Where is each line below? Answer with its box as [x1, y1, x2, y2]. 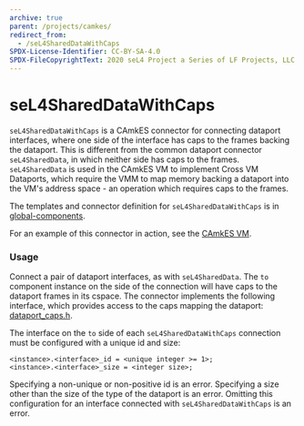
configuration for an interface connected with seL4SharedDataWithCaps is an [9, 398, 292, 410]
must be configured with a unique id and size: [9, 338, 181, 349]
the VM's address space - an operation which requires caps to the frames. [9, 183, 289, 194]
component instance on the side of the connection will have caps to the [9, 281, 278, 292]
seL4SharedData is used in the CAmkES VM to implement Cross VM [9, 163, 259, 174]
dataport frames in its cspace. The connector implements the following [9, 290, 276, 301]
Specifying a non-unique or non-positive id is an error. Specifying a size [9, 379, 279, 390]
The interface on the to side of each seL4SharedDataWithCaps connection [9, 328, 281, 339]
